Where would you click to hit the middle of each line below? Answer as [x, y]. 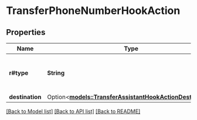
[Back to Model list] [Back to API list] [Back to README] [73, 111]
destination [25, 97]
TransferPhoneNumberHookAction [93, 11]
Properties [26, 32]
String [56, 73]
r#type [19, 73]
